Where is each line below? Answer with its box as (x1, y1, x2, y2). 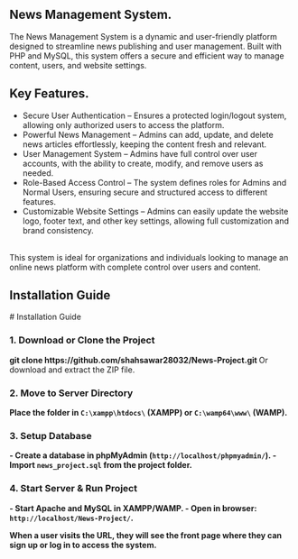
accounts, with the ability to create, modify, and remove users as (22, 158, 264, 169)
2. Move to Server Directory (9, 387, 134, 399)
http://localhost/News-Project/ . (9, 512, 134, 523)
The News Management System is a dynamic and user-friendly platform (9, 31, 277, 41)
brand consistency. (22, 225, 95, 235)
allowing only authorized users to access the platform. (22, 119, 225, 130)
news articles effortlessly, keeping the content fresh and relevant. (22, 139, 267, 150)
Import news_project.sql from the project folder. (9, 460, 192, 471)
